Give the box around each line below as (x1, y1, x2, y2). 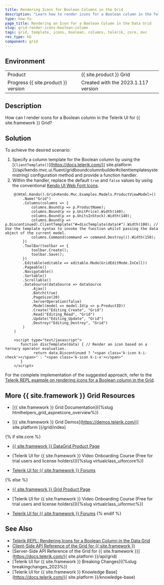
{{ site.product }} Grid (81, 71, 130, 78)
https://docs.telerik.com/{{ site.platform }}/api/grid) (14, 553, 117, 559)
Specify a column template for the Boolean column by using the (12, 157, 141, 163)
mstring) (12, 172, 29, 178)
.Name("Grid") (22, 196, 51, 201)
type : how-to (5, 16, 32, 21)
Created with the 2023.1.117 (81, 79, 149, 86)
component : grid (5, 39, 38, 44)
